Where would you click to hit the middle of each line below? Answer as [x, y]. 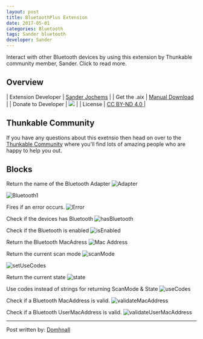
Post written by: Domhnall [38, 330]
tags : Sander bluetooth [36, 34]
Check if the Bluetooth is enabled [48, 230]
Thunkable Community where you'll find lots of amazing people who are [96, 144]
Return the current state [36, 277]
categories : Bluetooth [35, 29]
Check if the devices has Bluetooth [50, 219]
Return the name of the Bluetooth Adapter [58, 184]
